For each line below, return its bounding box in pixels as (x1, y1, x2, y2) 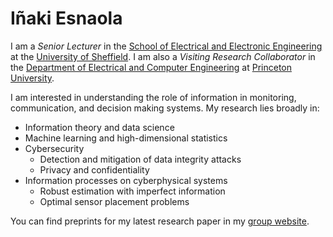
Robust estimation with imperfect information (39, 185, 226, 197)
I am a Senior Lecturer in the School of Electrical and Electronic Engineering (10, 40, 323, 52)
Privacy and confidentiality (39, 163, 150, 176)
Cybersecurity (24, 142, 85, 154)
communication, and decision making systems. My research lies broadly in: (10, 102, 320, 114)
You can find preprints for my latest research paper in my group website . (10, 215, 310, 227)
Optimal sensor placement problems (39, 195, 190, 207)
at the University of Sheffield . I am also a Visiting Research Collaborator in (10, 50, 316, 62)
